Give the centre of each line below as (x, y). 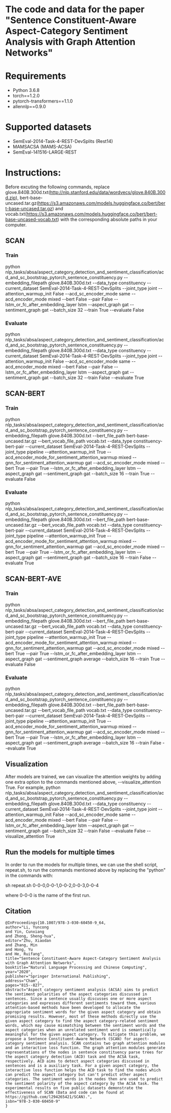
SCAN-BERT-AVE (33, 579)
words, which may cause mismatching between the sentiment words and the (86, 1026)
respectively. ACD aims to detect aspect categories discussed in (77, 1061)
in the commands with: (29, 875)
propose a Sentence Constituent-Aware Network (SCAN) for (68, 1039)
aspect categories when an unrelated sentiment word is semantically (81, 1030)
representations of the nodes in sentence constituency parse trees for (84, 1052)
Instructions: (33, 173)
